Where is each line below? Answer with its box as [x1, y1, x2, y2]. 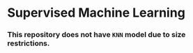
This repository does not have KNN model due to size [7, 30, 186, 40]
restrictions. [7, 38, 50, 48]
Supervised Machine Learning [7, 5, 186, 21]
